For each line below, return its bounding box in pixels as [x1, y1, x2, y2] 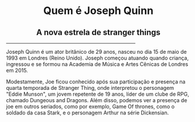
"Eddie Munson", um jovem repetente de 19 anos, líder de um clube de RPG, [6, 90, 189, 97]
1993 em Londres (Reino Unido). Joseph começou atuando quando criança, [6, 54, 189, 61]
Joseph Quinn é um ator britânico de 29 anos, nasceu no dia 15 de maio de [6, 48, 187, 55]
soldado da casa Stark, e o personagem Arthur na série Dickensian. [6, 109, 169, 116]
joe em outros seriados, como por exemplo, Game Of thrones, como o [6, 103, 175, 110]
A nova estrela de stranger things [36, 27, 161, 37]
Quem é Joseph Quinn [43, 4, 154, 18]
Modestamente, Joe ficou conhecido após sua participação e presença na [6, 78, 186, 85]
